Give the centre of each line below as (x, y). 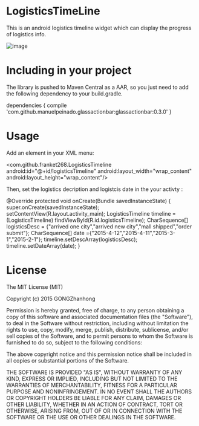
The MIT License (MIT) (35, 287)
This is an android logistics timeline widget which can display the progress (99, 28)
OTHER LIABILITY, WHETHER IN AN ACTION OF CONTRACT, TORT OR (94, 404)
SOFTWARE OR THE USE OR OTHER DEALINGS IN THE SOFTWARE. (91, 417)
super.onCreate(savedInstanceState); (53, 207)
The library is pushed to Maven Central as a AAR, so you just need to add (97, 87)
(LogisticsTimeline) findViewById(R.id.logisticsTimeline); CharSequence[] (97, 220)
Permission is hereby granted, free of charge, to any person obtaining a (95, 310)
